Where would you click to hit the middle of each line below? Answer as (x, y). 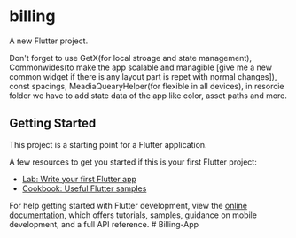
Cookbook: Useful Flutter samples (84, 188)
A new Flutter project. (49, 41)
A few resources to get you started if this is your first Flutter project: (133, 162)
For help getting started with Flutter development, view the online (129, 205)
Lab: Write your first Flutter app (79, 179)
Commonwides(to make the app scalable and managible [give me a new (141, 67)
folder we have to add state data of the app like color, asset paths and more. (148, 96)
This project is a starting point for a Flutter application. (108, 144)
